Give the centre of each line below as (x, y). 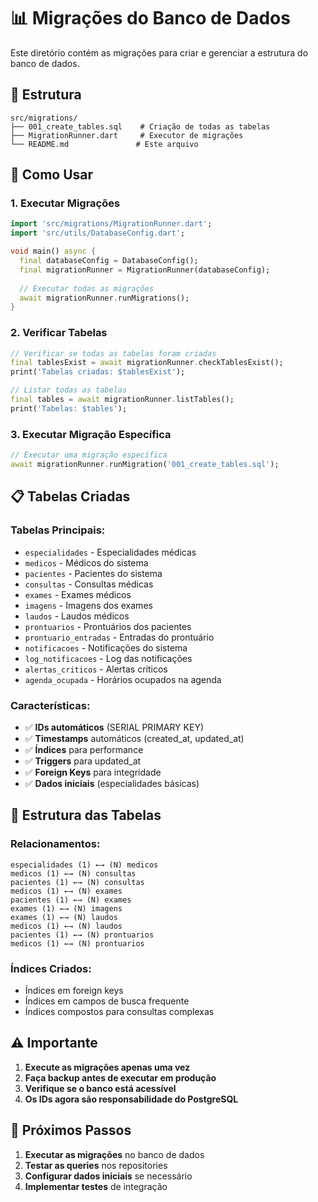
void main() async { (53, 251)
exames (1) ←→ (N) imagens (66, 908)
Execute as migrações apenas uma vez (107, 1067)
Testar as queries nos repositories (96, 1165)
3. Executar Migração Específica (91, 434)
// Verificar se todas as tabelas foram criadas (113, 353)
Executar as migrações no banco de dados (114, 1154)
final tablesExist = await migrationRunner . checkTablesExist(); (147, 363)
